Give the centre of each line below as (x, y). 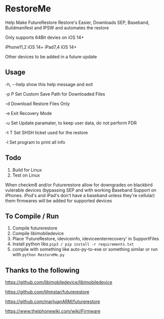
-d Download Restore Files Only (38, 104)
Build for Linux (27, 170)
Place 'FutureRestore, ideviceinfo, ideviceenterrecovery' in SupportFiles (86, 239)
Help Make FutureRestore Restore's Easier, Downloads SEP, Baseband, (77, 22)
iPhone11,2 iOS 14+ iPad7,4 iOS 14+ (41, 47)
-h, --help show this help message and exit (49, 84)
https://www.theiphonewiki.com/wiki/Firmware (53, 311)
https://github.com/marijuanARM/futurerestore (53, 302)
